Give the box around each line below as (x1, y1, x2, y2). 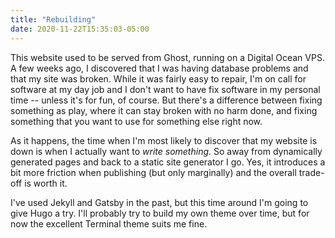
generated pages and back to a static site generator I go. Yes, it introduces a (10, 156, 326, 168)
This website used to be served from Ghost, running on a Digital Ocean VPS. (10, 51, 325, 63)
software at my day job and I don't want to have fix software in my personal (10, 83, 321, 95)
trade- (298, 166, 325, 178)
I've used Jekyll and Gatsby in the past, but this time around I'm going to (10, 196, 309, 208)
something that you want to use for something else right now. (10, 115, 263, 127)
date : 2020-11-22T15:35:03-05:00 (10, 24, 150, 34)
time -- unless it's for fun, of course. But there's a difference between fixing (10, 94, 323, 106)
